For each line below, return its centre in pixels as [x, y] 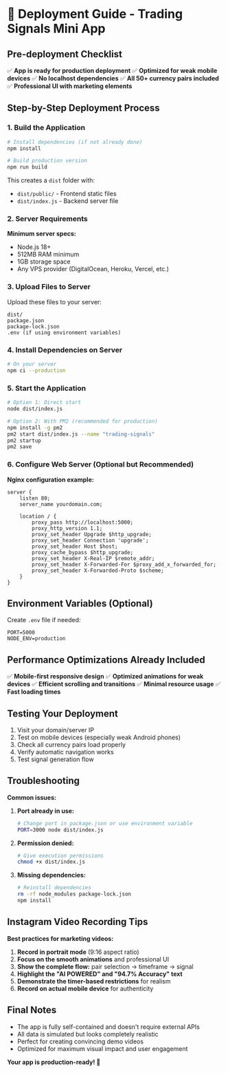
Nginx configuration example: [50, 479]
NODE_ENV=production [37, 639]
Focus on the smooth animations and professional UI [93, 959]
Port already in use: [45, 811]
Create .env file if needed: [44, 620]
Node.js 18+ [34, 247]
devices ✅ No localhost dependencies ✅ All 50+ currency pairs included [113, 78]
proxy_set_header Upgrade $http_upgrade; [92, 534]
